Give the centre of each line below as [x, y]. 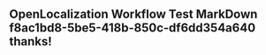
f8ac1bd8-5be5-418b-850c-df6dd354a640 [133, 28]
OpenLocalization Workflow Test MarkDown [133, 14]
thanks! [31, 41]
